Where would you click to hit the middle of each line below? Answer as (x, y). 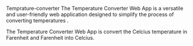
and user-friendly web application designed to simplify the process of (90, 14)
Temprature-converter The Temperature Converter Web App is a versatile (95, 8)
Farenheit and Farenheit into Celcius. (50, 38)
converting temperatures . (37, 20)
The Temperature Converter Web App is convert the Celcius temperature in (96, 32)
